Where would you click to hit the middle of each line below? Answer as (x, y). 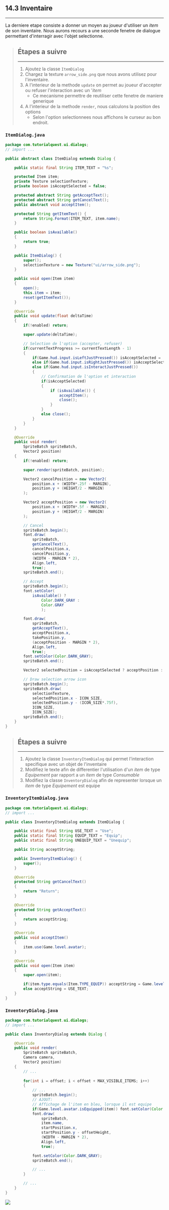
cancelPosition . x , (51, 549)
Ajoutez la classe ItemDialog (55, 69)
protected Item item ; (37, 177)
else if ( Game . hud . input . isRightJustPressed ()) (82, 362)
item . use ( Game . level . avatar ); (55, 947)
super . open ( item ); (43, 975)
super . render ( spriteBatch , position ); (64, 470)
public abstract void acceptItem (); (53, 205)
